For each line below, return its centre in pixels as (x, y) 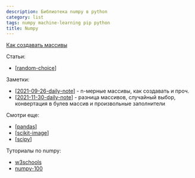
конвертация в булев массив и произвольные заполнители (90, 104)
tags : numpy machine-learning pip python (58, 23)
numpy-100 (29, 169)
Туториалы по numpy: (34, 151)
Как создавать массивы (37, 45)
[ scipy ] (23, 139)
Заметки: (18, 80)
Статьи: (16, 56)
